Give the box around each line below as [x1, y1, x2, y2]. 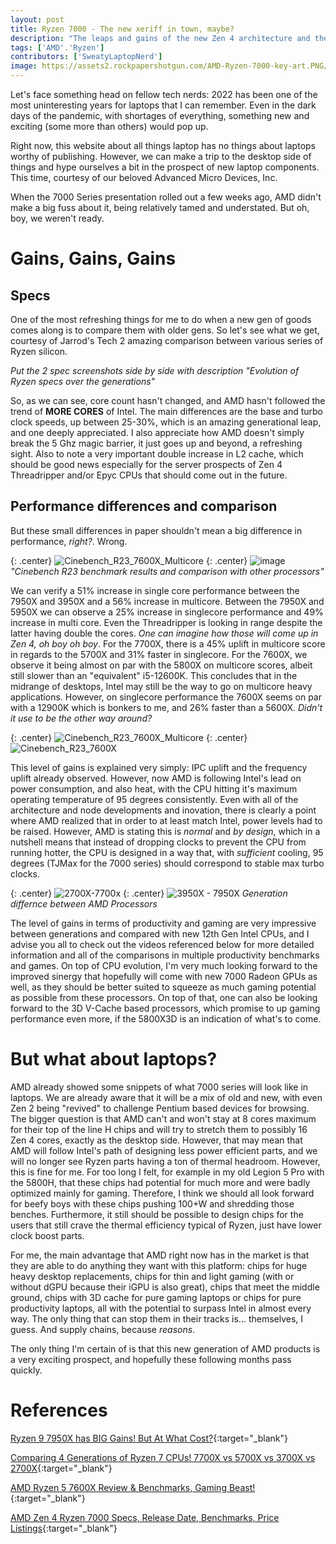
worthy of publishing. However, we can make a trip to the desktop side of [10, 151, 312, 162]
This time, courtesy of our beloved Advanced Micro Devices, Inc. [10, 172, 278, 183]
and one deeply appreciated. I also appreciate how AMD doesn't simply [10, 427, 305, 438]
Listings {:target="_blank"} [10, 1522, 118, 1534]
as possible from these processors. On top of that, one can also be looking [10, 991, 318, 1003]
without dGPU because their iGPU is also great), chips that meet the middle [10, 1281, 320, 1293]
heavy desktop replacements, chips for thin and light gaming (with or [10, 1270, 295, 1282]
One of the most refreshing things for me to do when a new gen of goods [10, 314, 312, 325]
